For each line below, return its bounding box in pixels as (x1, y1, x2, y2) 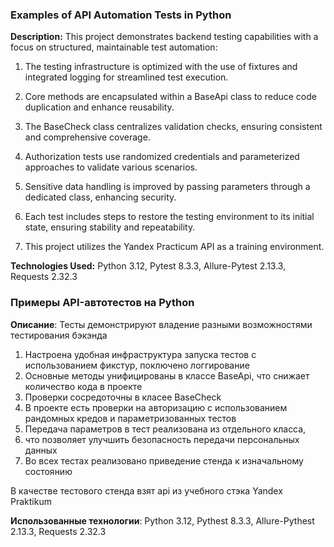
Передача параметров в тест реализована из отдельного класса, (24, 423, 307, 435)
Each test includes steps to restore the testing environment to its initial (24, 211, 315, 223)
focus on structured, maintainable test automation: (10, 41, 218, 53)
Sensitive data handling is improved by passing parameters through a (24, 181, 311, 193)
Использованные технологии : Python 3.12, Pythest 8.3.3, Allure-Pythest (10, 514, 315, 527)
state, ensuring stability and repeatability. (24, 221, 196, 233)
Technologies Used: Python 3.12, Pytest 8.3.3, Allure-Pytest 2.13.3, (10, 260, 287, 272)
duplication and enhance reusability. (24, 101, 175, 113)
